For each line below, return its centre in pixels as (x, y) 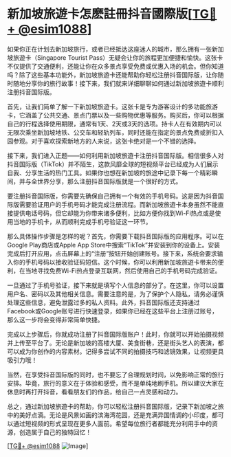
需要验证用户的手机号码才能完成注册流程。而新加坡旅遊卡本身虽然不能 (118, 204)
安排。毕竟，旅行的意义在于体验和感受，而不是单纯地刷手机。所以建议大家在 (115, 383)
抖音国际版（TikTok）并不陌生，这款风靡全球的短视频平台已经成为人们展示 (113, 164)
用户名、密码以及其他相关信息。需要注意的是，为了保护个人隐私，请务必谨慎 (115, 293)
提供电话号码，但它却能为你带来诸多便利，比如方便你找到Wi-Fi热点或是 (114, 213)
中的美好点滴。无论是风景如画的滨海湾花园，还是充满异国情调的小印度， (109, 415)
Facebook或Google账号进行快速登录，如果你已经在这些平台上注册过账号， (113, 311)
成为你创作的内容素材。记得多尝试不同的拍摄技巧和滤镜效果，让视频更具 (121, 351)
